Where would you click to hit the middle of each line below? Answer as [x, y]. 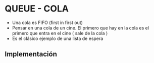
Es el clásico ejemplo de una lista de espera [58, 38]
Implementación [31, 54]
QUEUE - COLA [37, 9]
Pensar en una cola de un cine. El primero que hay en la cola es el [81, 27]
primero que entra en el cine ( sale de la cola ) [60, 33]
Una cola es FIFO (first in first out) [47, 22]
